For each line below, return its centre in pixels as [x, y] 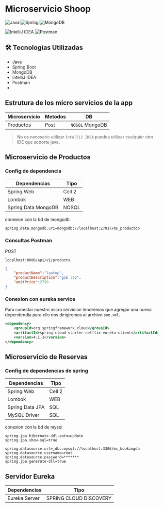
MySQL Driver [24, 415]
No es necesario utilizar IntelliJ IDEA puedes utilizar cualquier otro [85, 136]
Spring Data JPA [26, 407]
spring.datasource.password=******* [42, 457]
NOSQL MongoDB [89, 125]
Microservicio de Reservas [47, 357]
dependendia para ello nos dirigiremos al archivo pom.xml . [63, 315]
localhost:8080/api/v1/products [38, 260]
